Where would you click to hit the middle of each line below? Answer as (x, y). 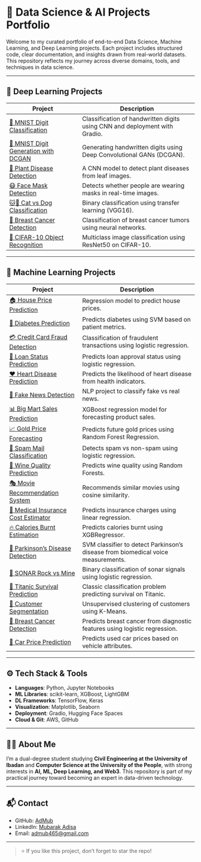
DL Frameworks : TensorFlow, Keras (59, 701)
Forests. (93, 472)
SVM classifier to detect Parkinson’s (133, 544)
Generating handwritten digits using (132, 147)
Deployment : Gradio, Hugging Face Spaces (69, 713)
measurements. (104, 559)
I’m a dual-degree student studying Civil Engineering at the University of (97, 759)
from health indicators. (114, 381)
